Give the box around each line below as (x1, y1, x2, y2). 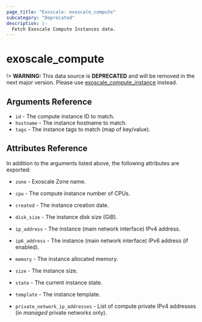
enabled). (15, 243, 40, 251)
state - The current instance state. (15, 279, 103, 286)
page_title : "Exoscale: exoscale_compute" (6, 9, 116, 15)
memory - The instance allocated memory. (15, 255, 118, 262)
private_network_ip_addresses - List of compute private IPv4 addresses (15, 302, 197, 310)
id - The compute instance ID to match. (15, 113, 115, 120)
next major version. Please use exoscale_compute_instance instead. (6, 79, 178, 86)
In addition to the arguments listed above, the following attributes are (6, 159, 179, 166)
